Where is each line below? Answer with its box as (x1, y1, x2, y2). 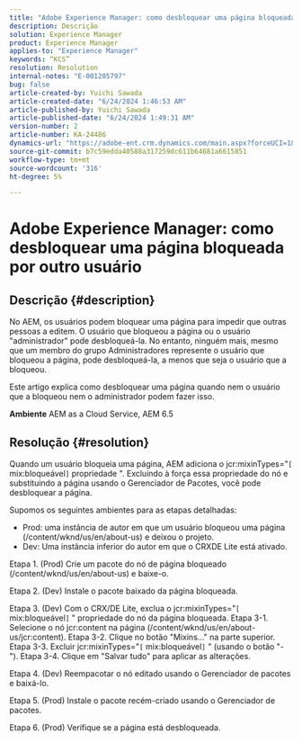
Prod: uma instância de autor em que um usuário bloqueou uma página (22, 523, 286, 533)
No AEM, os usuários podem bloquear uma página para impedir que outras (9, 317, 287, 327)
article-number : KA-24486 (9, 130, 106, 139)
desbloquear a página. (9, 487, 93, 498)
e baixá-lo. (9, 678, 49, 689)
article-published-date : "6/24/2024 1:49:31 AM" (9, 113, 195, 122)
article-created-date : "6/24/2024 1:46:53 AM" (9, 96, 187, 106)
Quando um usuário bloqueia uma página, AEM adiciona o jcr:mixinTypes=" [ (9, 459, 293, 469)
